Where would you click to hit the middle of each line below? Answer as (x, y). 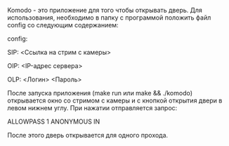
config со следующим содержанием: (63, 25)
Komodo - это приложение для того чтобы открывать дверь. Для (105, 10)
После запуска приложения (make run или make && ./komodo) (100, 93)
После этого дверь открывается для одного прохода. (88, 135)
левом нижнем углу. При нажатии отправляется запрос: (92, 108)
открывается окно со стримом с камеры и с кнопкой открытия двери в (115, 100)
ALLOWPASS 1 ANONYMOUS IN (54, 121)
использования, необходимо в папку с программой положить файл (109, 18)
